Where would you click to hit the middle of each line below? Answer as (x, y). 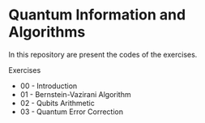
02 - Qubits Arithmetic (57, 103)
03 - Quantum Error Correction (72, 112)
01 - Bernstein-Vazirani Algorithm (75, 94)
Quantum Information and (97, 15)
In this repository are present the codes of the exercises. (103, 54)
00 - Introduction (49, 86)
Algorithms (47, 32)
